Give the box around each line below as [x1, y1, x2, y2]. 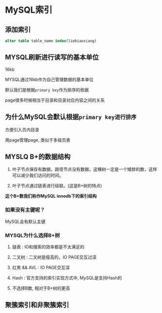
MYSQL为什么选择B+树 [5, 232, 60, 239]
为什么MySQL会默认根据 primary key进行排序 [5, 113, 137, 121]
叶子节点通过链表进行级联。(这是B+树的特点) [12, 183, 102, 189]
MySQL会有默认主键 [5, 219, 46, 224]
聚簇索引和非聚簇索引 [5, 301, 69, 309]
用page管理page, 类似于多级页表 [5, 137, 71, 143]
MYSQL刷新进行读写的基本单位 [5, 53, 99, 61]
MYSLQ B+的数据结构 [5, 152, 71, 161]
